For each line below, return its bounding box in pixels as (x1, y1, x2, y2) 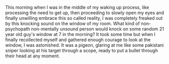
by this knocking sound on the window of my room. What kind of (5, 20, 140, 26)
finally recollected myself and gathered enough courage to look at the (5, 37, 151, 43)
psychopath (5, 26, 30, 32)
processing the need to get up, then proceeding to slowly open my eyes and (5, 10, 164, 16)
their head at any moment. (5, 53, 60, 59)
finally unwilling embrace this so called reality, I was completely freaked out (5, 15, 163, 21)
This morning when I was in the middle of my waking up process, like (5, 5, 149, 10)
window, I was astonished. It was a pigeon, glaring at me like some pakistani (5, 42, 164, 48)
